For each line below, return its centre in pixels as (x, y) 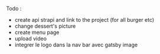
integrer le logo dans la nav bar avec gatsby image (76, 45)
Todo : (14, 9)
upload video (31, 38)
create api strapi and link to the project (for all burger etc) (84, 20)
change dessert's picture (45, 26)
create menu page (37, 32)
